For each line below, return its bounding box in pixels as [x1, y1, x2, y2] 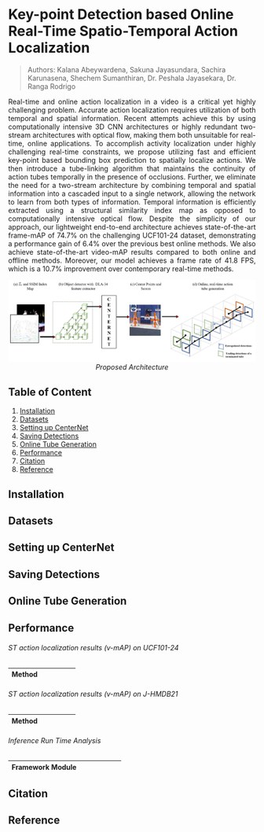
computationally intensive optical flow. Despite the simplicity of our [8, 214, 256, 223]
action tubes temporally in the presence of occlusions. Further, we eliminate [8, 171, 256, 182]
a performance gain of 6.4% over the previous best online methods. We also [8, 238, 256, 248]
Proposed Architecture [95, 363, 169, 372]
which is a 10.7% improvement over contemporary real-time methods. [8, 263, 234, 273]
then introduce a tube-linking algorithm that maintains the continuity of [8, 164, 256, 173]
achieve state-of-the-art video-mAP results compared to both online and [8, 247, 256, 256]
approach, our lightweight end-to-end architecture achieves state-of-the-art [8, 222, 256, 231]
